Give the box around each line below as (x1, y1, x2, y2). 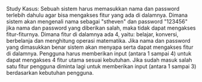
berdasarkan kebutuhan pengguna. (6, 69, 94, 76)
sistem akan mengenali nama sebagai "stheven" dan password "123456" (6, 18, 188, 25)
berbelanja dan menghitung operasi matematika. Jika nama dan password (6, 37, 191, 44)
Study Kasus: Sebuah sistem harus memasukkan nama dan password (6, 5, 180, 12)
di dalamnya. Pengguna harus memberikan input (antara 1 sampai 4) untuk (6, 50, 192, 57)
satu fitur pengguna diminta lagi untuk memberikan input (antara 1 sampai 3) (6, 63, 197, 70)
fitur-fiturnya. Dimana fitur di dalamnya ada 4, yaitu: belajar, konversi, (6, 31, 178, 38)
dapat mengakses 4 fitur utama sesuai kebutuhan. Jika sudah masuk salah (6, 57, 192, 63)
